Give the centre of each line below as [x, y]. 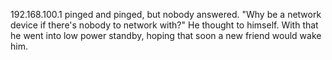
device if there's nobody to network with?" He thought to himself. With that [164, 25]
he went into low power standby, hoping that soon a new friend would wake [166, 35]
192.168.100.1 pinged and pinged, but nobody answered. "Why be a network [166, 14]
